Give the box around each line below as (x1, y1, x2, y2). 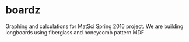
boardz (5, 3, 41, 17)
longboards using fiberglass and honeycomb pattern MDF (5, 29, 145, 36)
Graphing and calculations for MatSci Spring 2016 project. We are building (5, 23, 184, 30)
